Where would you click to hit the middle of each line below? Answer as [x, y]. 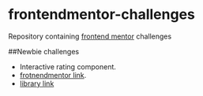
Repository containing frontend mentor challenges [90, 36]
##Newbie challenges [44, 51]
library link [37, 83]
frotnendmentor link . [53, 75]
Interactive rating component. [68, 66]
